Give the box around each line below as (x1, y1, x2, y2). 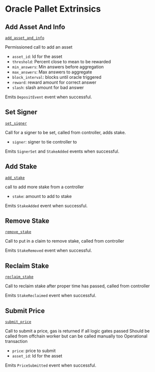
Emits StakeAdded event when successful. (5, 203, 88, 209)
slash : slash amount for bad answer (12, 85, 84, 90)
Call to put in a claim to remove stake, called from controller (5, 238, 124, 244)
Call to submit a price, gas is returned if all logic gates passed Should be (5, 328, 150, 334)
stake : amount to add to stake (12, 193, 72, 199)
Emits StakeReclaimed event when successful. (5, 293, 97, 299)
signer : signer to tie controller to (12, 139, 77, 144)
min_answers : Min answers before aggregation (12, 64, 104, 70)
